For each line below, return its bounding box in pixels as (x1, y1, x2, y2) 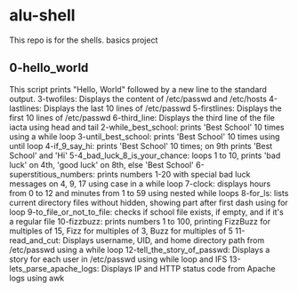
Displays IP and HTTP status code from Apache (101, 263, 276, 273)
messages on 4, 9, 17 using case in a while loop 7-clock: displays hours (9, 178, 271, 189)
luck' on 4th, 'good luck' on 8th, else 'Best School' (9, 159, 194, 170)
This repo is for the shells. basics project (9, 35, 158, 45)
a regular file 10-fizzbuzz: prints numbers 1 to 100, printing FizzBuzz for (9, 216, 271, 226)
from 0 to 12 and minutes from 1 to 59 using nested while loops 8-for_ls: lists (9, 187, 289, 198)
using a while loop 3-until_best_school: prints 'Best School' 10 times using (9, 130, 280, 142)
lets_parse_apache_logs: (9, 263, 100, 273)
